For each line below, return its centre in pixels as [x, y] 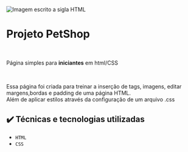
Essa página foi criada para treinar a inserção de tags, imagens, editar [94, 86]
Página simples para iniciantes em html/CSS [62, 63]
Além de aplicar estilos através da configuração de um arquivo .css [91, 99]
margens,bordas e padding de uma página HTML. [69, 93]
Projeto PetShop [48, 34]
